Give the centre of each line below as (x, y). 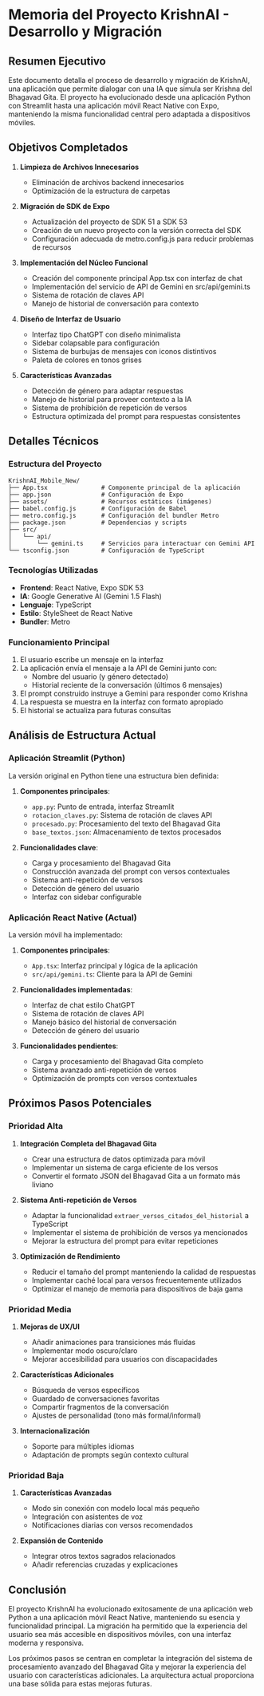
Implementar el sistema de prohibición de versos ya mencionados (140, 1232)
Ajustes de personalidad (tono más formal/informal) (116, 1416)
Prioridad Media (40, 1309)
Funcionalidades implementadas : (76, 990)
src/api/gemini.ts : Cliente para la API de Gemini (112, 974)
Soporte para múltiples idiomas (83, 1446)
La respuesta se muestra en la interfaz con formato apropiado (121, 702)
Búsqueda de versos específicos (85, 1390)
